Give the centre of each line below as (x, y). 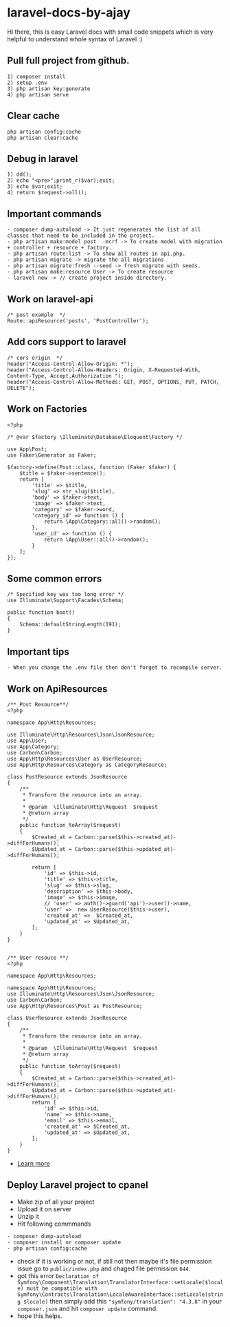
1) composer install (37, 76)
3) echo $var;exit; (35, 187)
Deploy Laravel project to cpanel (78, 1185)
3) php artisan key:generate (49, 89)
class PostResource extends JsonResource (67, 777)
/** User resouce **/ (38, 958)
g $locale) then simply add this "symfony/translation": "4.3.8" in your (119, 1301)
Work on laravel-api (50, 299)
